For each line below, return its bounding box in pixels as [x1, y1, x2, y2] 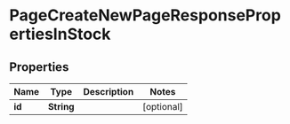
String [47, 101, 75, 112]
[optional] [141, 101, 184, 112]
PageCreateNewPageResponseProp [9, 5, 282, 26]
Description [83, 86, 134, 97]
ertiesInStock [9, 24, 111, 44]
